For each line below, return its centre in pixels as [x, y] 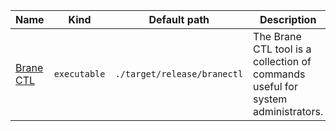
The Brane [277, 36]
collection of [282, 61]
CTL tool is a [282, 49]
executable [79, 74]
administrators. [288, 111]
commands [279, 74]
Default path [179, 19]
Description [288, 19]
